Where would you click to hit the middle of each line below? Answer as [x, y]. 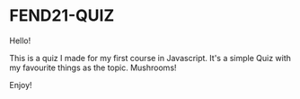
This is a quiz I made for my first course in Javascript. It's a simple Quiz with [150, 58]
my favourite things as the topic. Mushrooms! [93, 67]
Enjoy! [21, 85]
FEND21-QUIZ [62, 16]
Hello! [20, 40]
